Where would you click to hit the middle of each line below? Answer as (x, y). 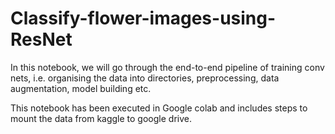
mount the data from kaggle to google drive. (101, 118)
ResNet (41, 39)
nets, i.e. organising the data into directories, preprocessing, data (145, 78)
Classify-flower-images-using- (143, 18)
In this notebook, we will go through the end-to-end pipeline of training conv (167, 67)
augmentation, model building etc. (81, 88)
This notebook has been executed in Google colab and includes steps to (159, 108)
